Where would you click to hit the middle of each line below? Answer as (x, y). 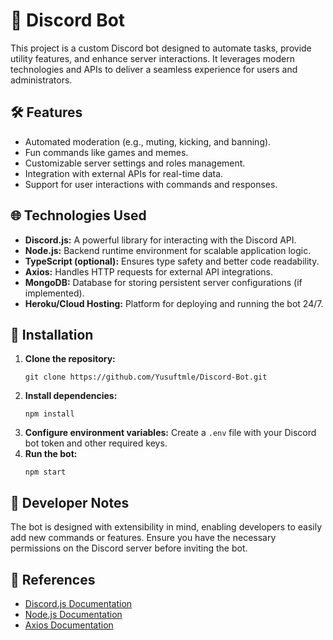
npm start (45, 472)
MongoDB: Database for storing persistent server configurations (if (163, 282)
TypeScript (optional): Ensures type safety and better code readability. (172, 261)
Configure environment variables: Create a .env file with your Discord (170, 433)
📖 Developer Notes (70, 502)
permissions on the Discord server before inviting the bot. (129, 548)
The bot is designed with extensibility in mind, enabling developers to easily (166, 527)
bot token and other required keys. (96, 443)
